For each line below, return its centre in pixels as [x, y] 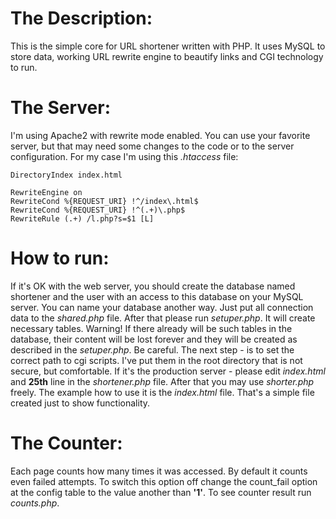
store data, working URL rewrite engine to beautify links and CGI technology [167, 56]
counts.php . [35, 503]
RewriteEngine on [46, 192]
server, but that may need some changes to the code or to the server [152, 146]
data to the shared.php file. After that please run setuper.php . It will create [163, 318]
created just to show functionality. [80, 403]
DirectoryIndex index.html [66, 175]
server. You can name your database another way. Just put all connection [162, 307]
